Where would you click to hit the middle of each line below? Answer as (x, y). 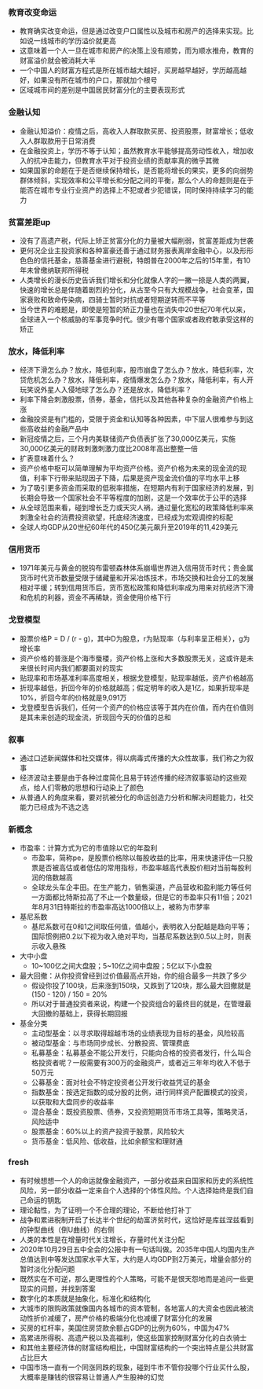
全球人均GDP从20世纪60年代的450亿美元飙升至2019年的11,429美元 (128, 527)
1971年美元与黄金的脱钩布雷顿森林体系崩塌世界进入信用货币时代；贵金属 (136, 568)
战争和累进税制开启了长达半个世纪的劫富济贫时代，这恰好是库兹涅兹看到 (136, 1219)
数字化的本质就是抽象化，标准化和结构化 (85, 1298)
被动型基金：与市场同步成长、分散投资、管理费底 (110, 1043)
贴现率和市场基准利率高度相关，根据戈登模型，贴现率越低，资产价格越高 (136, 678)
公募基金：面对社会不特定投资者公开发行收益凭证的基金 (121, 1082)
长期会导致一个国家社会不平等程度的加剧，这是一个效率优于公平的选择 (133, 498)
